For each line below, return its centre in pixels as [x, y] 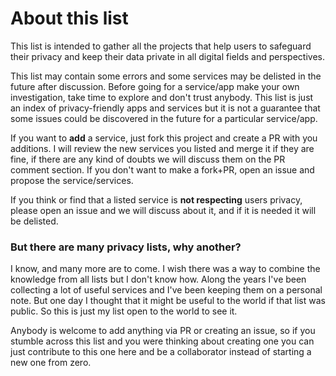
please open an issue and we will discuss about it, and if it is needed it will [163, 210]
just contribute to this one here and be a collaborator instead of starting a [161, 352]
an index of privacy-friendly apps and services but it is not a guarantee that [165, 108]
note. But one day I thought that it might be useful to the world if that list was [168, 301]
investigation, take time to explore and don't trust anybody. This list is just [162, 97]
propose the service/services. [72, 180]
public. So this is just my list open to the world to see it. [124, 311]
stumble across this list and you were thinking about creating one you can [162, 341]
